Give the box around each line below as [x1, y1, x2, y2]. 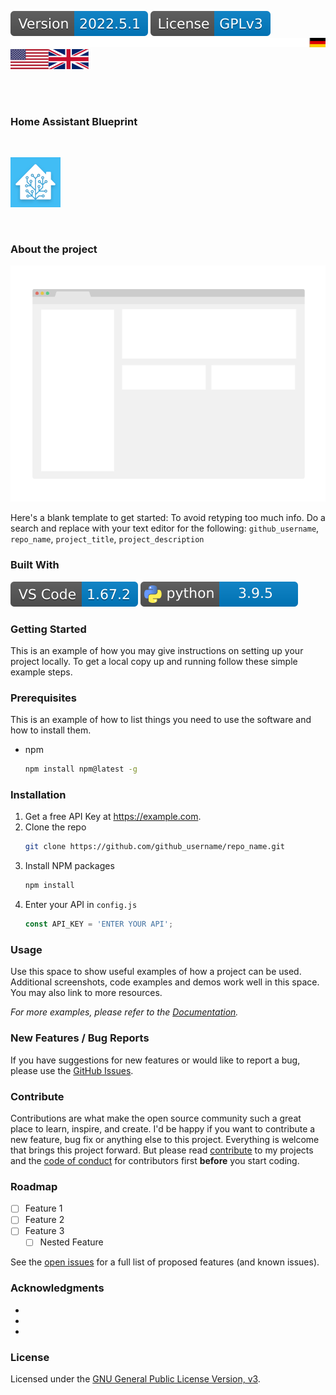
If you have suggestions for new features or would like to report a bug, [10, 1054, 301, 1066]
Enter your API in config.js [24, 899, 138, 911]
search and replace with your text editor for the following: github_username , [10, 522, 320, 535]
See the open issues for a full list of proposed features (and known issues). [10, 1256, 320, 1268]
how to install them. [10, 724, 92, 736]
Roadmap [10, 1179, 58, 1193]
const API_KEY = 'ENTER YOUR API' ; [24, 919, 174, 930]
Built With [10, 558, 60, 572]
